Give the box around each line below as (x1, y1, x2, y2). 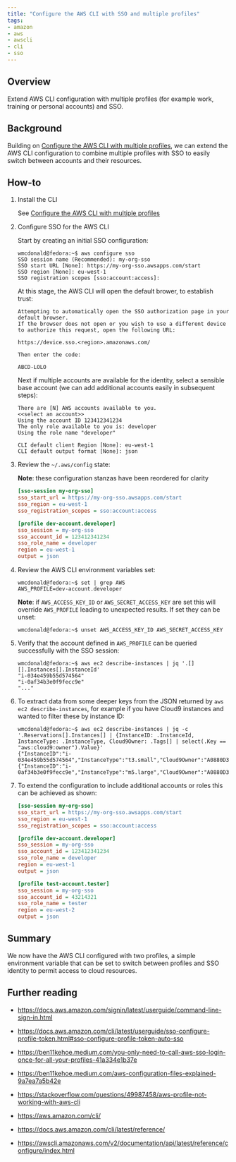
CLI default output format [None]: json (17, 448, 138, 455)
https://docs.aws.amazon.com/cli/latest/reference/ (17, 1125, 166, 1133)
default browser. (17, 315, 69, 322)
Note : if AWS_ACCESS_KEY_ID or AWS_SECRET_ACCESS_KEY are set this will (17, 598, 216, 607)
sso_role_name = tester (17, 900, 88, 907)
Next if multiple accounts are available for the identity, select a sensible (17, 376, 225, 385)
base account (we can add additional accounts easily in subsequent (17, 384, 215, 392)
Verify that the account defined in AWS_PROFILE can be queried (17, 639, 197, 648)
